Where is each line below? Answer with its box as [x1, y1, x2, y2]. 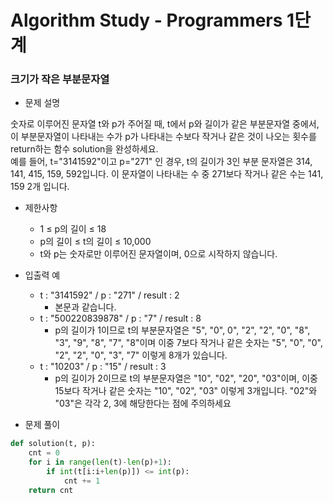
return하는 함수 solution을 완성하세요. [10, 143, 159, 155]
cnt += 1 [63, 476, 101, 486]
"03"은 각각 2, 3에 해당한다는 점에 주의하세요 [54, 397, 232, 410]
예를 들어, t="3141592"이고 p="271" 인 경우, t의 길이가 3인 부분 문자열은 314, [10, 156, 313, 168]
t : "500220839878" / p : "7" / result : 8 [39, 312, 202, 325]
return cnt [28, 485, 74, 495]
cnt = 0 [28, 448, 60, 458]
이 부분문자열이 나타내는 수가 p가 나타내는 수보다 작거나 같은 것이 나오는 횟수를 [10, 131, 317, 143]
